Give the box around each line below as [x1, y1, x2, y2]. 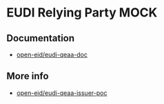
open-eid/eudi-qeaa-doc [16, 50, 88, 59]
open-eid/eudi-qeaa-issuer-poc [16, 88, 107, 97]
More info [6, 70, 49, 82]
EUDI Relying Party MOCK [6, 5, 158, 21]
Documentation [6, 32, 75, 44]
